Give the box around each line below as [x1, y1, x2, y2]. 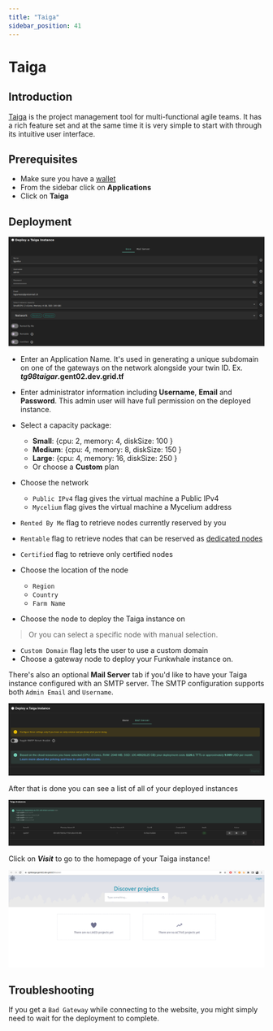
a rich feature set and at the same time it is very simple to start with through [8, 120, 262, 130]
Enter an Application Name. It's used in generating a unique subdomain [19, 354, 259, 363]
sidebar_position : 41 [8, 21, 82, 30]
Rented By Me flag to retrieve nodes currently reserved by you [19, 517, 227, 528]
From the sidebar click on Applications [19, 183, 152, 193]
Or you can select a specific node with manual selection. [28, 629, 219, 639]
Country [32, 590, 58, 599]
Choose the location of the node [19, 565, 128, 575]
